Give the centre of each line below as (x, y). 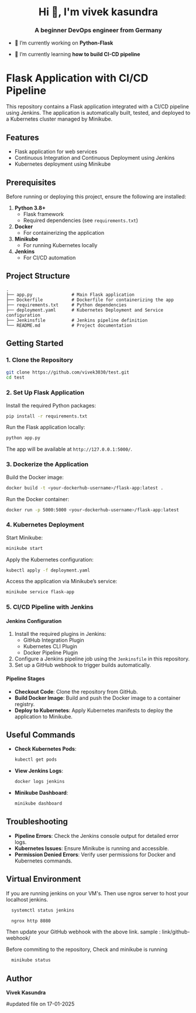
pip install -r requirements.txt (47, 416)
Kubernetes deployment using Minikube (63, 164)
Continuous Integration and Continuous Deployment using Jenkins (94, 158)
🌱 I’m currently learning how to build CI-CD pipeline (77, 54)
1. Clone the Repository (39, 360)
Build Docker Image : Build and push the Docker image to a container (97, 698)
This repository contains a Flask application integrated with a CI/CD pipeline (97, 107)
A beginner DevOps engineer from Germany (98, 30)
